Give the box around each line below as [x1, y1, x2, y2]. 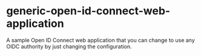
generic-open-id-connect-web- [6, 4, 171, 18]
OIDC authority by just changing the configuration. [6, 43, 132, 50]
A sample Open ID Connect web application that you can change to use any [6, 36, 195, 43]
